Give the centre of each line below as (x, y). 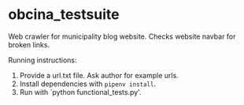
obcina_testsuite (64, 15)
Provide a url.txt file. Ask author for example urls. (99, 75)
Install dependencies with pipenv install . (87, 84)
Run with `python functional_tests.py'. (80, 92)
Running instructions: (43, 60)
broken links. (29, 44)
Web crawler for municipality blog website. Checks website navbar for (122, 36)
